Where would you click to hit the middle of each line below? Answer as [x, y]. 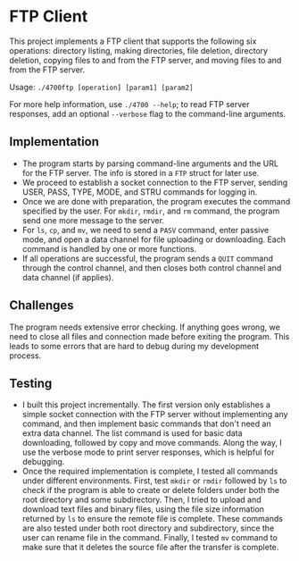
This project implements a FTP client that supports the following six [133, 41]
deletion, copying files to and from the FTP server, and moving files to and [145, 60]
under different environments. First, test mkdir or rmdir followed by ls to [154, 481]
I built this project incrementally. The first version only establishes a [146, 405]
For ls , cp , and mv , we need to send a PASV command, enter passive [145, 230]
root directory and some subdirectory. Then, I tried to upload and [141, 500]
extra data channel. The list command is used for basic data [132, 433]
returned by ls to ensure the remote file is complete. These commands [153, 519]
